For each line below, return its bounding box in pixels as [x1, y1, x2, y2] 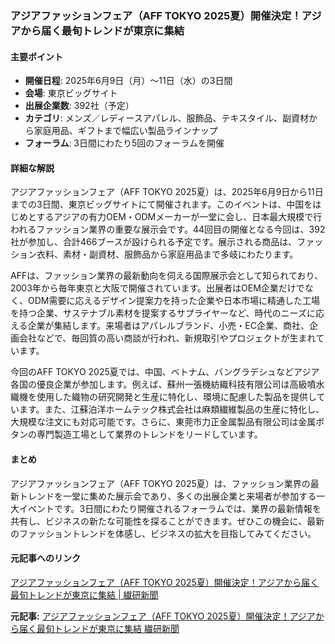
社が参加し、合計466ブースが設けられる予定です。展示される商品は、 [10, 236, 298, 248]
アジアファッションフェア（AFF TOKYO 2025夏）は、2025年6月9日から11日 [10, 186, 324, 198]
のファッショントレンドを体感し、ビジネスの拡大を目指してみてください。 [10, 527, 317, 539]
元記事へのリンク [10, 552, 81, 564]
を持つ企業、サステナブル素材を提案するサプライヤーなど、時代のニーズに [10, 307, 316, 319]
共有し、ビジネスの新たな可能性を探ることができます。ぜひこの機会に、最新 [10, 515, 325, 527]
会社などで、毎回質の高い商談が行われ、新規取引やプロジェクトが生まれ [18, 332, 317, 344]
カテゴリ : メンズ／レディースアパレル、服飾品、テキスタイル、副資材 [24, 112, 310, 124]
